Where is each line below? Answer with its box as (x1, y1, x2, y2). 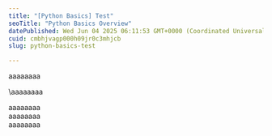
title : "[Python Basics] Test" (8, 11, 114, 20)
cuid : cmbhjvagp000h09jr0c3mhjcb (8, 34, 121, 43)
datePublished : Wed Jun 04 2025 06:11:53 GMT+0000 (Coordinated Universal (8, 27, 266, 35)
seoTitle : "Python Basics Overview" (8, 19, 132, 28)
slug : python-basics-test (8, 42, 96, 50)
